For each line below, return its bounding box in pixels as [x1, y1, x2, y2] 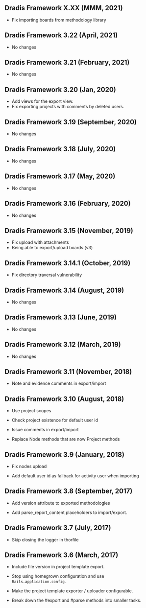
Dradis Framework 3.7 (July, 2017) [4, 524, 111, 532]
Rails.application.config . [11, 579, 66, 585]
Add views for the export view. [11, 98, 73, 104]
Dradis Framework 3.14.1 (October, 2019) [4, 259, 131, 267]
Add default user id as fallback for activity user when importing [11, 473, 139, 479]
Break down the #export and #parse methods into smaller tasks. [11, 597, 142, 604]
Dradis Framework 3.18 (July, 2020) [4, 145, 116, 153]
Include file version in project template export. [11, 564, 105, 570]
